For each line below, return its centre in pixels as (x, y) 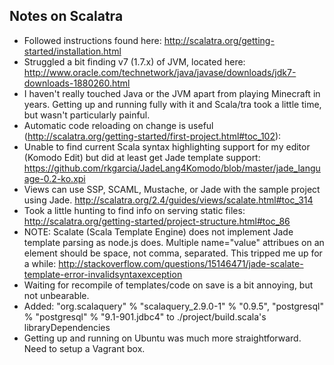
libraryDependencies (67, 327)
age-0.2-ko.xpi (54, 178)
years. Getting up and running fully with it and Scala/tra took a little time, (172, 104)
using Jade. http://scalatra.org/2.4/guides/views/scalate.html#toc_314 (168, 200)
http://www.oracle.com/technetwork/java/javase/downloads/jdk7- (160, 72)
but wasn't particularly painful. (87, 115)
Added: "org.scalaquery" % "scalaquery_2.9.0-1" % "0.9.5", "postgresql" (173, 306)
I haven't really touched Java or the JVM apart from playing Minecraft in (172, 93)
